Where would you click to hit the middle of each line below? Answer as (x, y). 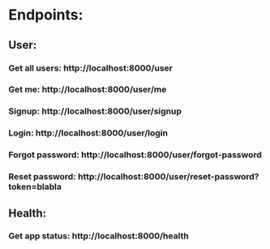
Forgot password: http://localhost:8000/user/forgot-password (135, 155)
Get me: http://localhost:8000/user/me (88, 89)
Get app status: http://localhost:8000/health (99, 236)
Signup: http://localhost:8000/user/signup (95, 111)
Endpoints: (46, 15)
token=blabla (35, 187)
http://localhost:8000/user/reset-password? (168, 177)
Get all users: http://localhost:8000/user (90, 68)
